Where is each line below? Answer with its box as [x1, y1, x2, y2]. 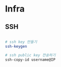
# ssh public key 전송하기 [5, 53, 56, 57]
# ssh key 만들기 [5, 40, 38, 44]
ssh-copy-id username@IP [5, 57, 56, 62]
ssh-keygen [5, 44, 27, 49]
